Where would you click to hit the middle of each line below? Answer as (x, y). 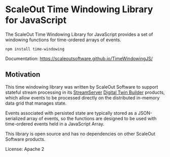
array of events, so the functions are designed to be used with (92, 118)
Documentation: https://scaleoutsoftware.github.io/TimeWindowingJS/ (79, 58)
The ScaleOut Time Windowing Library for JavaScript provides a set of (79, 34)
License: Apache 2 (25, 149)
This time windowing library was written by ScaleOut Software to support (82, 87)
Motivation (23, 75)
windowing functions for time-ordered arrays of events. (63, 40)
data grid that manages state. (36, 103)
